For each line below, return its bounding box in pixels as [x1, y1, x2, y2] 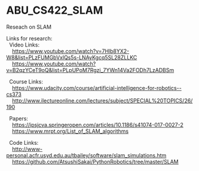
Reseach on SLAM [6, 23, 52, 30]
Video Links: [8, 41, 40, 48]
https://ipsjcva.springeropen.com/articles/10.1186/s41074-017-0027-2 [11, 121, 183, 128]
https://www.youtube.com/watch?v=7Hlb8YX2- [11, 47, 130, 54]
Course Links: [8, 78, 44, 85]
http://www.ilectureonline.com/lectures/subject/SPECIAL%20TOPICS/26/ [11, 97, 193, 104]
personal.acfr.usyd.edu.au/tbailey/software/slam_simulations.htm [6, 151, 167, 158]
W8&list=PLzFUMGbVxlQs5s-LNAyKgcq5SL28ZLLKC [6, 54, 137, 61]
